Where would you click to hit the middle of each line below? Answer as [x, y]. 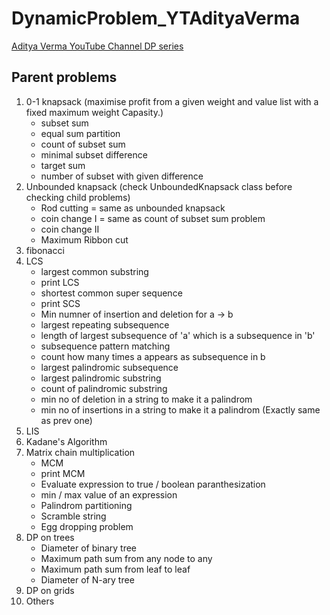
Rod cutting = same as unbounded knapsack [133, 208]
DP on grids [50, 590]
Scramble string [73, 516]
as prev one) [66, 420]
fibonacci [45, 250]
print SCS [60, 303]
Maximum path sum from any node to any [126, 558]
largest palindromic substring [101, 378]
